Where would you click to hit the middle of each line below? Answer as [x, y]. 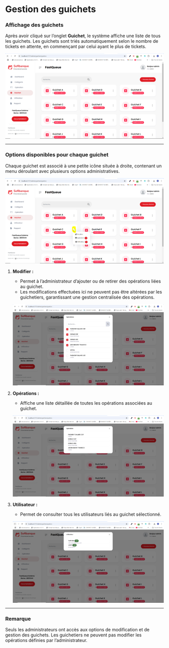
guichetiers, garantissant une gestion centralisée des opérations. [87, 297]
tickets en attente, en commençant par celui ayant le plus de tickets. [76, 47]
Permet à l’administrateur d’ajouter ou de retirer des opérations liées [90, 281]
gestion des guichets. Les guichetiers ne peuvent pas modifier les [73, 635]
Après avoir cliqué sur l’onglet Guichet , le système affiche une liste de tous [83, 36]
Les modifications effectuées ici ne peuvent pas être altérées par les [91, 292]
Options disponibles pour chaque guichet [57, 155]
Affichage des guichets [34, 25]
